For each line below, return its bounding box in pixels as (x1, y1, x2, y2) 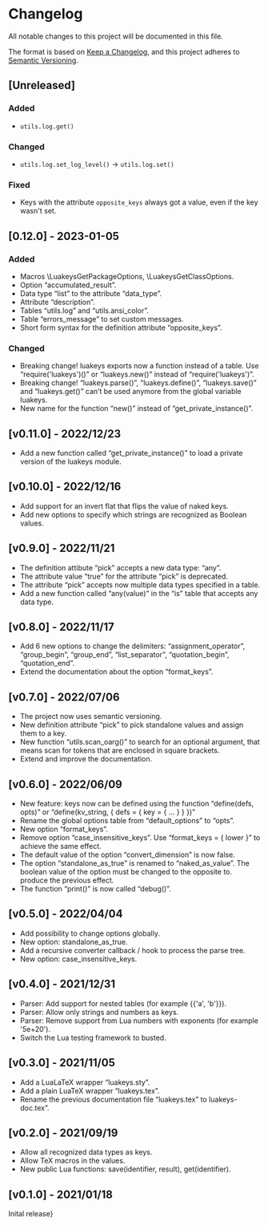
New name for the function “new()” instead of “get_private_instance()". (19, 404, 254, 413)
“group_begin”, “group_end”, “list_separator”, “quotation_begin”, (19, 650, 230, 660)
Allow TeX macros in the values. (19, 1156, 126, 1166)
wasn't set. (19, 206, 57, 216)
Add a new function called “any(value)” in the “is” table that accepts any (19, 588, 258, 598)
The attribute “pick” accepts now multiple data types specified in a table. (19, 579, 261, 590)
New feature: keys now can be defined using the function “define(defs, (19, 799, 254, 809)
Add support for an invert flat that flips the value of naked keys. (19, 501, 230, 510)
